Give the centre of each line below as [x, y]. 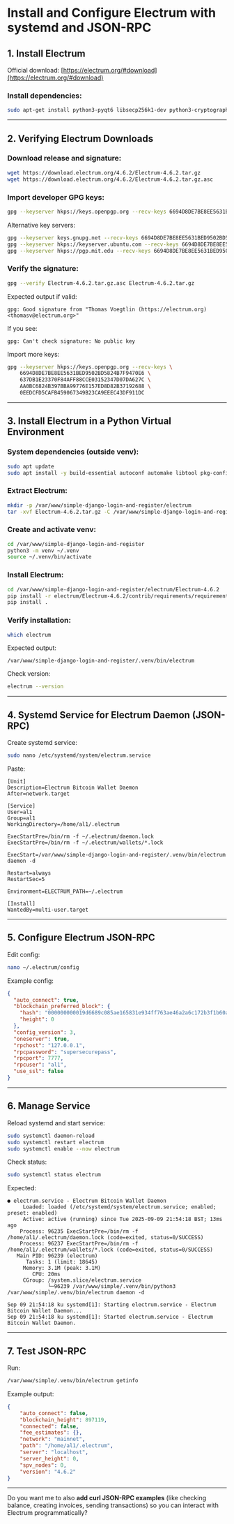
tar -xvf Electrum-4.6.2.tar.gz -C [59, 512]
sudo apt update [31, 466]
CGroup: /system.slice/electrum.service [82, 1280]
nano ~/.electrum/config [43, 967]
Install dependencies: [45, 96]
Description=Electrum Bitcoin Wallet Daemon [73, 788]
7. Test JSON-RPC [47, 1351]
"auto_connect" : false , [54, 1413]
